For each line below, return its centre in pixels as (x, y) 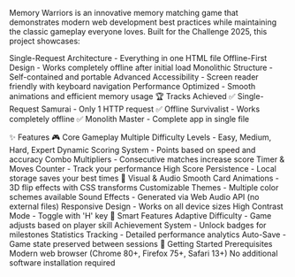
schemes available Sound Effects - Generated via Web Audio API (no (134, 197)
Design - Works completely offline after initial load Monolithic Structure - (141, 67)
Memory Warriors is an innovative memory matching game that (124, 13)
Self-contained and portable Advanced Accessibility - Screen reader (134, 77)
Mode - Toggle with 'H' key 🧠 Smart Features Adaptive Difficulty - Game (140, 215)
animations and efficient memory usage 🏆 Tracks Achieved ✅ (122, 96)
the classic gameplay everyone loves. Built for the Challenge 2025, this (138, 31)
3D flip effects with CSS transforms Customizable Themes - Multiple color (144, 188)
